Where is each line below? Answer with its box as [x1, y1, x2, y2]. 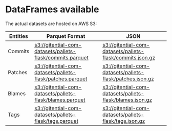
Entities [9, 32, 28, 39]
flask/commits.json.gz [102, 54, 155, 61]
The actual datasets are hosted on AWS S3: [5, 20, 97, 27]
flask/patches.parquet [34, 75, 88, 82]
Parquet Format [46, 32, 85, 39]
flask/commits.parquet [34, 54, 89, 61]
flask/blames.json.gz [102, 96, 153, 103]
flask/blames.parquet [34, 96, 85, 103]
